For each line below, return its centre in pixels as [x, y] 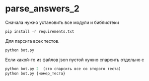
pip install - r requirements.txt [40, 31]
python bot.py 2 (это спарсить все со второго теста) [63, 69]
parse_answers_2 [42, 9]
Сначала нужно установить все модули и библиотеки [62, 22]
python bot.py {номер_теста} [35, 73]
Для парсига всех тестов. [32, 41]
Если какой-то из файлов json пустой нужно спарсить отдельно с [75, 60]
